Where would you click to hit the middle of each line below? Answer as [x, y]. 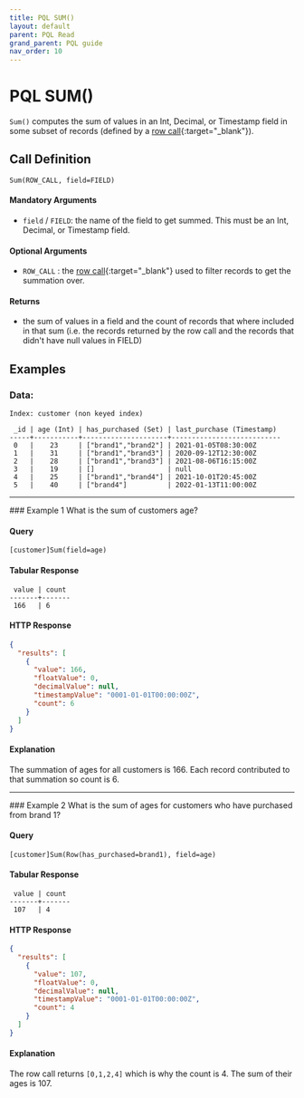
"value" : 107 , [60, 974]
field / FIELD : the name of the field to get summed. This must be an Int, [156, 221]
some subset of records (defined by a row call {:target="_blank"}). [132, 131]
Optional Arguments [48, 251]
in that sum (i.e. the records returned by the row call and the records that [158, 331]
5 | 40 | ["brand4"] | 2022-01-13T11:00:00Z [135, 486]
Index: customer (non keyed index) [76, 414]
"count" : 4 [54, 1008]
